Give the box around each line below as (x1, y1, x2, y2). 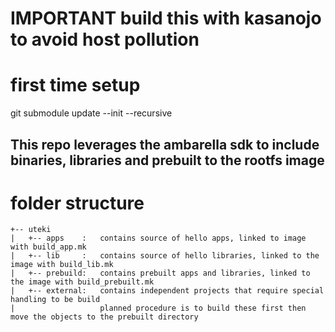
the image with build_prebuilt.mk (10, 277, 155, 287)
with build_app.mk (10, 242, 87, 252)
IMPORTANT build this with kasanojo (10, 7, 322, 30)
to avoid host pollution (10, 28, 200, 51)
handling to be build (10, 295, 101, 305)
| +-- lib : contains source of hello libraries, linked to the (10, 251, 320, 261)
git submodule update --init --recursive (10, 107, 173, 119)
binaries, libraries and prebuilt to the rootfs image (10, 152, 325, 169)
